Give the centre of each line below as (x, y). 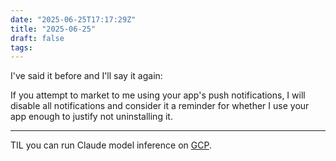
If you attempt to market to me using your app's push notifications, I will (158, 95)
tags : (21, 47)
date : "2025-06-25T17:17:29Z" (73, 19)
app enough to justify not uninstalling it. (91, 117)
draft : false (37, 38)
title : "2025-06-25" (53, 29)
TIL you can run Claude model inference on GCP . (111, 145)
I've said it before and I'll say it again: (86, 76)
